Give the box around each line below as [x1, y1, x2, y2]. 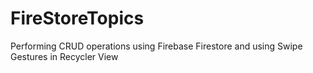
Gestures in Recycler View [10, 50, 119, 62]
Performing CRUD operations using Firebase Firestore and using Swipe [10, 40, 303, 52]
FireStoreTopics [10, 7, 145, 30]
